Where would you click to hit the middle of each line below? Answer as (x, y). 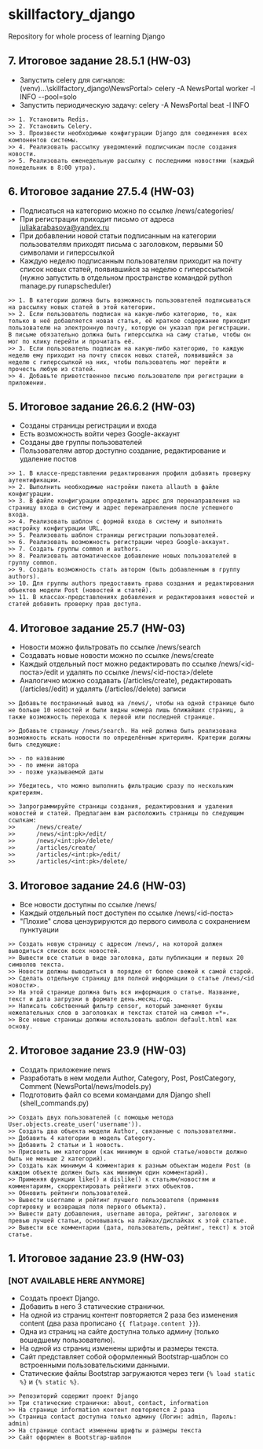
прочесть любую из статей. (52, 369)
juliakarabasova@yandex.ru (64, 227)
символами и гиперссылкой (67, 252)
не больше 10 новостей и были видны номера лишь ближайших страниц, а (126, 710)
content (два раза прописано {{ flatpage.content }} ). (110, 1323)
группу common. (33, 563)
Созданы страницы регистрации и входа (88, 425)
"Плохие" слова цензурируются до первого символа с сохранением (135, 921)
